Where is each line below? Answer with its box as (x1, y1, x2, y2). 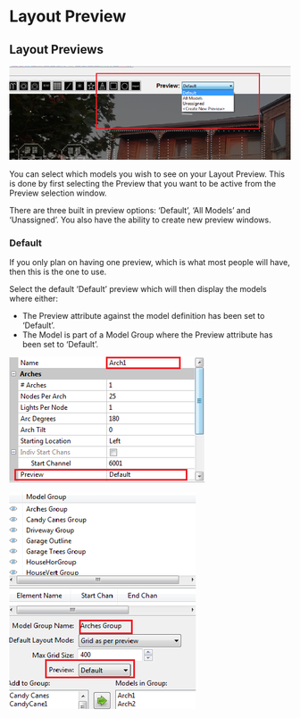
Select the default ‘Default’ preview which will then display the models (9, 283, 268, 294)
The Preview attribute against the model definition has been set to (21, 310, 265, 321)
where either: (9, 293, 58, 304)
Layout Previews (9, 42, 104, 57)
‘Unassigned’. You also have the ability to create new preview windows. (9, 214, 271, 225)
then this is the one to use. (9, 266, 107, 277)
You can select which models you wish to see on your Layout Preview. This (9, 168, 286, 179)
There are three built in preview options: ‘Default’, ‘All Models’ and (9, 205, 251, 215)
